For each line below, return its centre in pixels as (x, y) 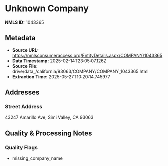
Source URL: (25, 50)
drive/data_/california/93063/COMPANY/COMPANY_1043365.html (80, 71)
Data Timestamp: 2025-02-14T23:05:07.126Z (59, 61)
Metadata (20, 38)
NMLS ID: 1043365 (25, 22)
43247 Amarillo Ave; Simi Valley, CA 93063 (49, 117)
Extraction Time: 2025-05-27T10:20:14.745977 (61, 77)
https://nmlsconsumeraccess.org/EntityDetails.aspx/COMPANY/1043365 (87, 55)
